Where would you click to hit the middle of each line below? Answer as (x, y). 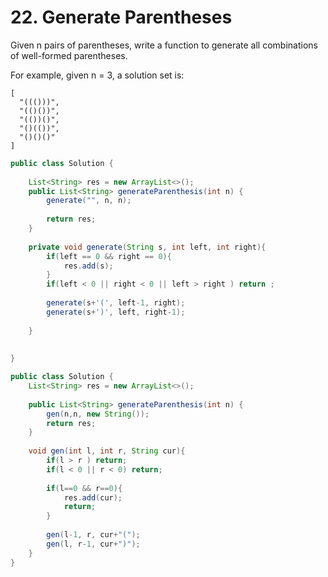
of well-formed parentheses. (69, 55)
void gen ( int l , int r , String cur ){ (107, 451)
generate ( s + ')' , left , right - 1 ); (116, 312)
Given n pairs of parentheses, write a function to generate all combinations (164, 45)
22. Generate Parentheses (121, 17)
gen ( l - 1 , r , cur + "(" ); (93, 535)
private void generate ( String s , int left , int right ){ (147, 247)
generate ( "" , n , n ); (89, 201)
